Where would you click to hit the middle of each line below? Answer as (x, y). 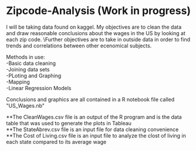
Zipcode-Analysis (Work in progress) (99, 11)
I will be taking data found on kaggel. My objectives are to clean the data (94, 27)
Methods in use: (26, 57)
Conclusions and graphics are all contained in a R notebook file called (90, 99)
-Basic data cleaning (31, 63)
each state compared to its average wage (56, 142)
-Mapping (18, 82)
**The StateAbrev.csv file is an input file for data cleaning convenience (92, 129)
